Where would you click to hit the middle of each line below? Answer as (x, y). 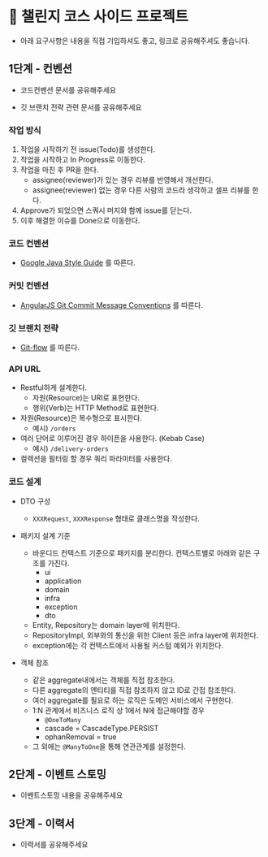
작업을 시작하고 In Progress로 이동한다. (83, 160)
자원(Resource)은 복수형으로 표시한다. (81, 418)
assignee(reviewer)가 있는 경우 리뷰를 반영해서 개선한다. (123, 180)
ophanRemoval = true (80, 737)
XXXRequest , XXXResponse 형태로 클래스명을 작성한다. (116, 518)
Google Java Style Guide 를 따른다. (78, 263)
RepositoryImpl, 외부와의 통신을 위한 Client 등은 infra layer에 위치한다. (145, 635)
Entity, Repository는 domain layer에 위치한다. (106, 625)
